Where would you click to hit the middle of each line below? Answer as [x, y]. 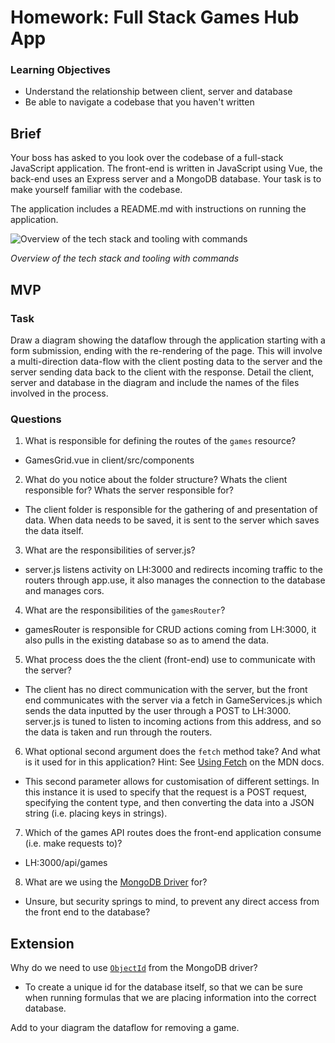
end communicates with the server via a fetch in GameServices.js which [173, 700]
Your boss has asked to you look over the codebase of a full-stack [147, 158]
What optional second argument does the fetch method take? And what [172, 752]
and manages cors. [64, 591]
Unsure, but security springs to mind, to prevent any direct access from [172, 902]
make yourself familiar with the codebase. [96, 190]
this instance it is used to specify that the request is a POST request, [166, 792]
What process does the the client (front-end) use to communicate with [170, 660]
